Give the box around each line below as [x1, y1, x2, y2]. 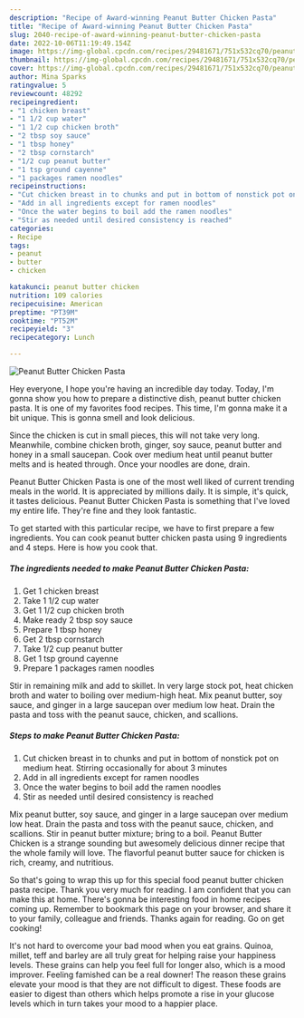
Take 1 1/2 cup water [22, 595, 100, 606]
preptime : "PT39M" [9, 307, 79, 317]
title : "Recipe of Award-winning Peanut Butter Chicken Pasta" [9, 22, 253, 31]
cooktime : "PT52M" [9, 316, 79, 325]
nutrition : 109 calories [9, 291, 103, 300]
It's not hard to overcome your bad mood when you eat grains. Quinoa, [9, 940, 274, 951]
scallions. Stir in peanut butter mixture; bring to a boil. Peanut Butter [9, 828, 262, 839]
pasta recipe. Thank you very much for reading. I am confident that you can [9, 884, 291, 895]
